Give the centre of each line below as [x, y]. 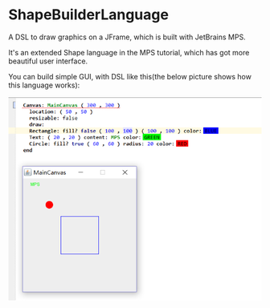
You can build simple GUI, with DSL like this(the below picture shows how [130, 76]
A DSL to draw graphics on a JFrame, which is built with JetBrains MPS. [127, 37]
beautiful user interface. [48, 61]
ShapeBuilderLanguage [88, 15]
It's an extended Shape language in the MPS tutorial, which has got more [129, 52]
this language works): [44, 85]
